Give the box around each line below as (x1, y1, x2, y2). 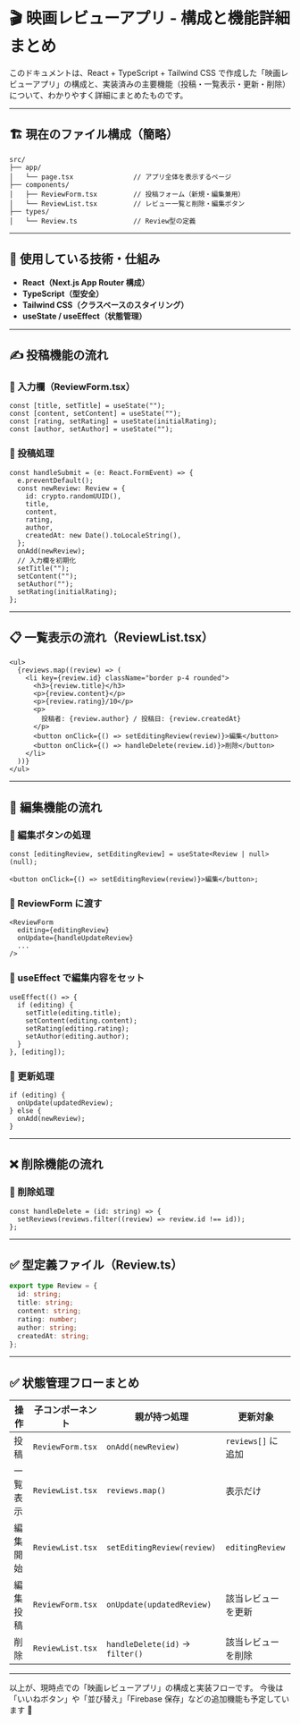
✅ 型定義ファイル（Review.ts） (9, 1258, 183, 1273)
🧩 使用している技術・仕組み (9, 251, 161, 267)
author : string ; (17, 1323, 78, 1332)
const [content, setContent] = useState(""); (9, 409, 181, 419)
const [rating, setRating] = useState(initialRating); (9, 417, 218, 426)
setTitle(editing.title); (25, 1008, 122, 1017)
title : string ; (17, 1298, 74, 1307)
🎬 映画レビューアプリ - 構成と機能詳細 (9, 8, 290, 29)
